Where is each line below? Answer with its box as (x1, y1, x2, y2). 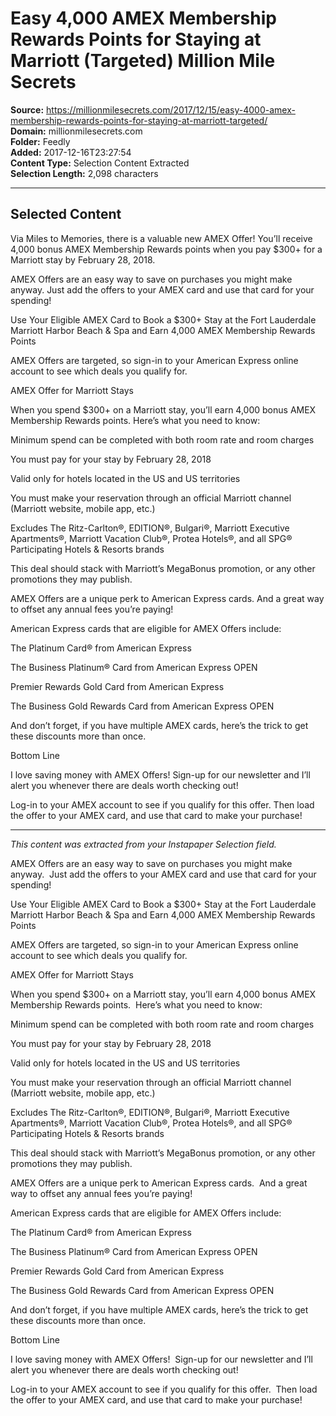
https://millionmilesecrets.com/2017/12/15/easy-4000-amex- (46, 103, 296, 116)
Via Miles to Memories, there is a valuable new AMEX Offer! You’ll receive (10, 232, 313, 244)
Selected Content (10, 206, 122, 223)
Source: (10, 103, 45, 116)
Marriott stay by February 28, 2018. (10, 253, 156, 266)
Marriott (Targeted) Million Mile (10, 50, 276, 72)
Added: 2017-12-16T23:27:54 (10, 146, 132, 158)
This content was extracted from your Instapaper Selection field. (10, 838, 277, 850)
